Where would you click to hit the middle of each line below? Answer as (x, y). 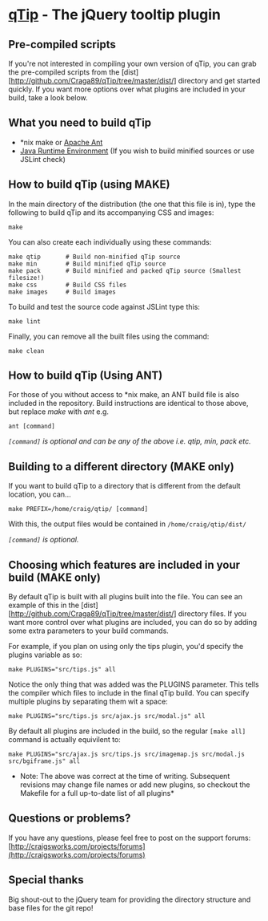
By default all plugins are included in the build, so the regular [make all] (127, 731)
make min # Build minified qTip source (87, 264)
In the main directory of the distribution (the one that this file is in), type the (132, 204)
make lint (25, 321)
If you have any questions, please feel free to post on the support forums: (130, 838)
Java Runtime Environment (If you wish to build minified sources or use (137, 151)
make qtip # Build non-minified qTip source (94, 257)
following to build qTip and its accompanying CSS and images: (111, 212)
